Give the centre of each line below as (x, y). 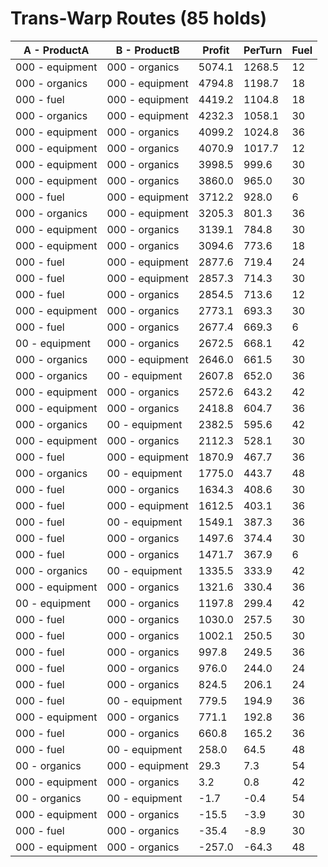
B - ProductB (147, 50)
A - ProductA (56, 50)
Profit (216, 50)
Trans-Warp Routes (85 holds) (139, 18)
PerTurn (263, 50)
